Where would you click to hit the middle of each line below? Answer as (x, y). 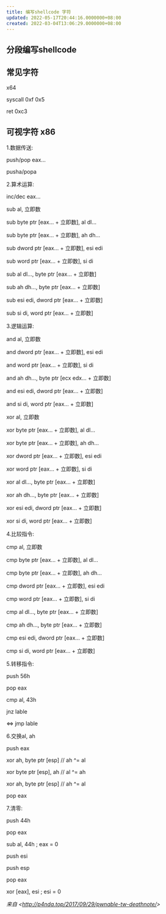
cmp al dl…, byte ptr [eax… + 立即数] (52, 612)
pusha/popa (21, 172)
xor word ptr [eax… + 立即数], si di (49, 469)
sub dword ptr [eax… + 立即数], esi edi (55, 248)
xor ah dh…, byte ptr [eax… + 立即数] (53, 495)
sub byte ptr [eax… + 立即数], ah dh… (53, 235)
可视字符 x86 (31, 132)
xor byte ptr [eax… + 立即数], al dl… (51, 430)
